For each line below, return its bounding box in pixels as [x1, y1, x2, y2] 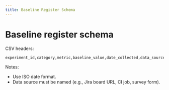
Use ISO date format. [12, 73, 56, 79]
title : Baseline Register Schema [5, 7, 75, 12]
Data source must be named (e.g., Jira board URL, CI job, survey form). [12, 78, 160, 85]
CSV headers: [5, 45, 34, 51]
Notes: [5, 63, 19, 70]
